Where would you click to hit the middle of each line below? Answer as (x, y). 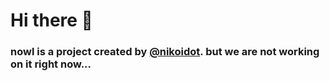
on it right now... (51, 64)
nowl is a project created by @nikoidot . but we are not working (165, 52)
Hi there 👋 (51, 20)
